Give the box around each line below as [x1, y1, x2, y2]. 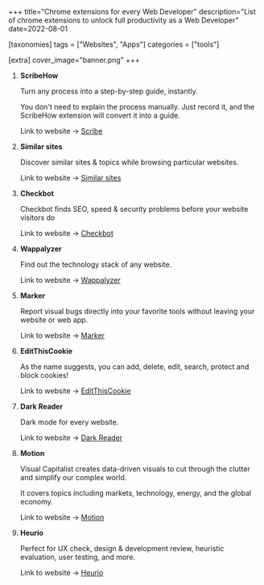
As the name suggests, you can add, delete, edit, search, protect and [19, 362, 250, 371]
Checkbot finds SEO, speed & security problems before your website [19, 205, 249, 214]
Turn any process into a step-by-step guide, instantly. [19, 86, 199, 96]
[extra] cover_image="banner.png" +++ [8, 56, 140, 64]
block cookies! [19, 371, 69, 380]
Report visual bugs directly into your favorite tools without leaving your [19, 306, 255, 316]
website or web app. [19, 315, 89, 325]
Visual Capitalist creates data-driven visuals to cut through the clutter [19, 464, 251, 474]
